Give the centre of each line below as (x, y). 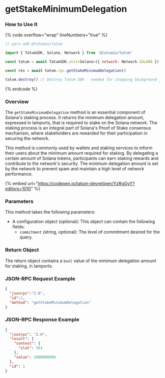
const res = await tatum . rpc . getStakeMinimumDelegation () (66, 71)
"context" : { (27, 344)
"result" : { (22, 339)
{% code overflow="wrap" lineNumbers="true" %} (56, 35)
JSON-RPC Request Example (40, 278)
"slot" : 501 (30, 348)
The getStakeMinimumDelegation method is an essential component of (75, 112)
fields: (18, 227)
